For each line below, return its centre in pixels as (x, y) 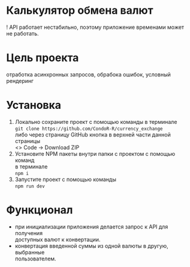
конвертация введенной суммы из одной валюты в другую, (92, 246)
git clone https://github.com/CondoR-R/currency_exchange (89, 129)
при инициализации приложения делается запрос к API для (91, 227)
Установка (34, 105)
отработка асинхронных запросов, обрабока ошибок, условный (88, 74)
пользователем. (35, 259)
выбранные (30, 252)
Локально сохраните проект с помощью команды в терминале (96, 121)
